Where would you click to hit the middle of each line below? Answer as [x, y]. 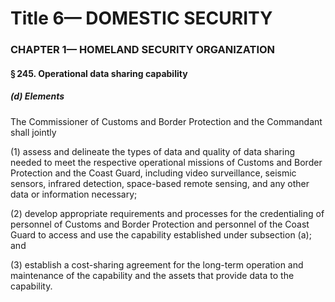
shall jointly [33, 132]
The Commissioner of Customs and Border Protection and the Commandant [166, 121]
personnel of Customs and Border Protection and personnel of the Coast [160, 224]
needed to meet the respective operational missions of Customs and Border [166, 162]
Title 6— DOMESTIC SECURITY [141, 18]
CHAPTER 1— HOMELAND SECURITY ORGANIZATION [143, 50]
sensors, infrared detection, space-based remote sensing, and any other [160, 183]
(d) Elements [37, 96]
